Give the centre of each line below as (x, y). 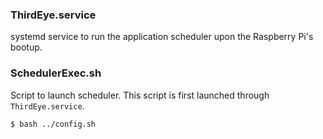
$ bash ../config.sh (53, 124)
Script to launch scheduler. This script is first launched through (140, 95)
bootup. (26, 47)
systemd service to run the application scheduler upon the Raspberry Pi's (162, 37)
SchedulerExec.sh (56, 73)
